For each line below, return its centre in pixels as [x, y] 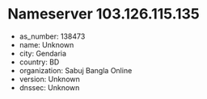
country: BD [39, 62]
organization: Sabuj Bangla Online [76, 70]
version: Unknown [49, 79]
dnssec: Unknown [49, 87]
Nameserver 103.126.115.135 [103, 14]
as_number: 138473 [52, 36]
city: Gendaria [42, 53]
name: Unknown [46, 44]
